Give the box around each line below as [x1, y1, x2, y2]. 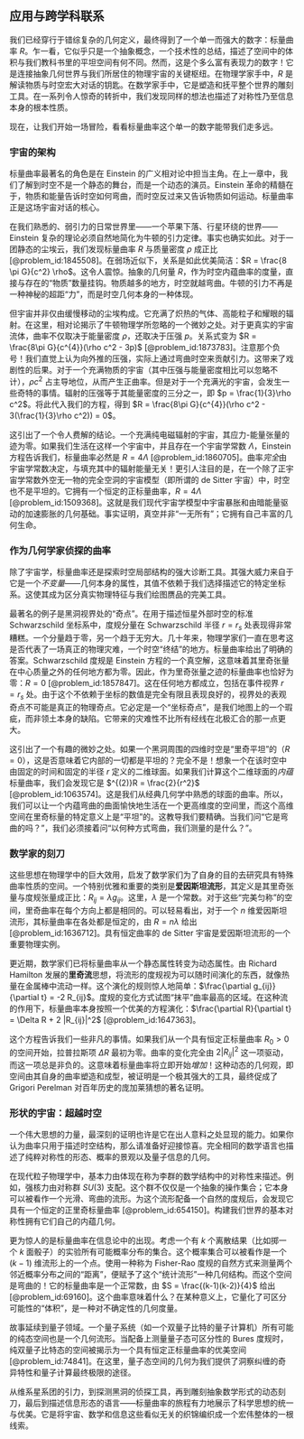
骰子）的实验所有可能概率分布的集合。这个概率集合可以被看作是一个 [33, 1247, 287, 1258]
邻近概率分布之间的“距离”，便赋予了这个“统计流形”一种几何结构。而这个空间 [9, 1269, 292, 1280]
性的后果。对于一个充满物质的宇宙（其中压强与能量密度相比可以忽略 [16, 365, 271, 376]
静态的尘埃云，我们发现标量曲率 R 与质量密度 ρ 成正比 [16, 244, 218, 255]
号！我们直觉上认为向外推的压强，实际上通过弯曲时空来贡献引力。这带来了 [9, 353, 286, 364]
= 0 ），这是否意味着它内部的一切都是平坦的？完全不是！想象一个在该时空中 [9, 755, 287, 766]
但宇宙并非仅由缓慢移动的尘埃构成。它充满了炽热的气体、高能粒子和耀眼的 [9, 308, 286, 319]
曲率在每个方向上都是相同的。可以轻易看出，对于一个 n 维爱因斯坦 [40, 905, 288, 915]
